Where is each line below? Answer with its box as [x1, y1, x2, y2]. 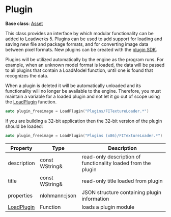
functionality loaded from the [81, 159, 151, 167]
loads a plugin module [81, 203, 135, 210]
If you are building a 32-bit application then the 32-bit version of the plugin [5, 118, 162, 124]
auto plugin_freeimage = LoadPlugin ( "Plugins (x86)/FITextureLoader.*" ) [5, 133, 163, 138]
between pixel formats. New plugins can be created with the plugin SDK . [5, 46, 158, 52]
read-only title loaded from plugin [81, 177, 163, 184]
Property [10, 144, 33, 151]
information [81, 195, 109, 202]
